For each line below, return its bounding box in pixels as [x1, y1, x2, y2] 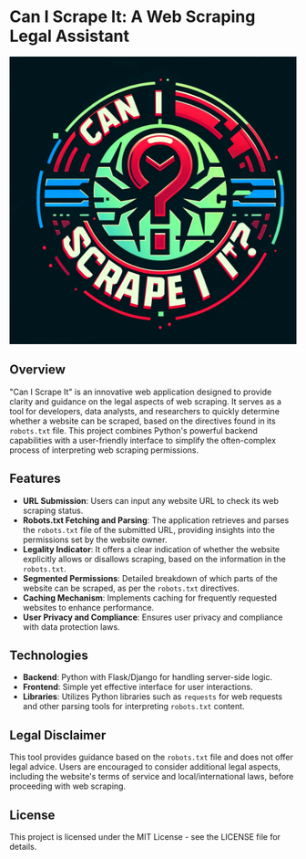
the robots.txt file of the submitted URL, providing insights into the [22, 524, 276, 535]
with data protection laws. [22, 621, 120, 632]
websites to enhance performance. [22, 602, 155, 613]
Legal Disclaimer [9, 728, 107, 743]
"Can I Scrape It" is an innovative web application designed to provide [9, 386, 272, 397]
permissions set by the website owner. [22, 534, 168, 545]
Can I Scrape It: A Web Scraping [9, 6, 256, 27]
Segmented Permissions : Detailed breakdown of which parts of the [22, 572, 278, 583]
